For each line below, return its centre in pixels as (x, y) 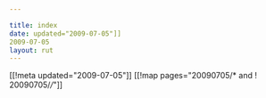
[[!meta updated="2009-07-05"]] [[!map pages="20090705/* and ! (133, 76)
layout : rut (31, 50)
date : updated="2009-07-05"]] (66, 33)
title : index (33, 25)
